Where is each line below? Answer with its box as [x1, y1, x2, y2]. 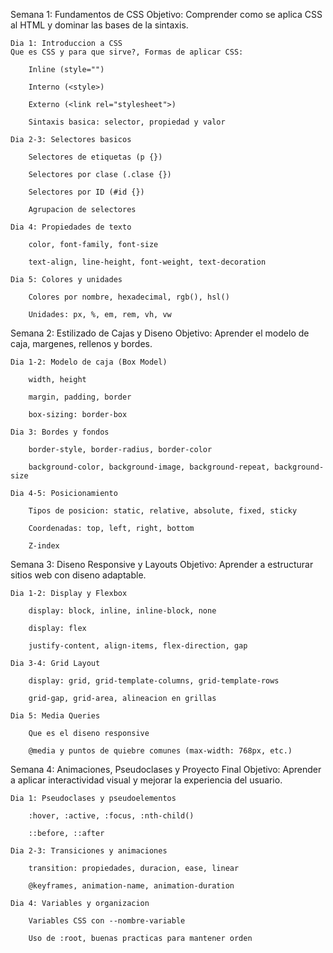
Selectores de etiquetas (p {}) [28, 152, 163, 162]
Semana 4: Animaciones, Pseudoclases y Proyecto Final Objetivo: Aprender [10, 764, 322, 775]
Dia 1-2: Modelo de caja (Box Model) [10, 357, 168, 367]
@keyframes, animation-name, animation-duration [28, 881, 235, 891]
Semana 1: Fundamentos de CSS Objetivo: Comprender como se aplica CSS [10, 9, 323, 20]
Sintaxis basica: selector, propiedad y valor [28, 117, 226, 127]
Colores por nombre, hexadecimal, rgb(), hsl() [28, 292, 230, 302]
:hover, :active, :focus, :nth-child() [28, 811, 195, 821]
